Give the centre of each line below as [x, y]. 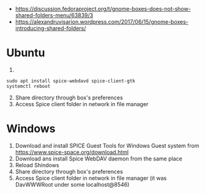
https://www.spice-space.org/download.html [72, 152]
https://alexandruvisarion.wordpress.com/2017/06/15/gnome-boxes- [102, 22]
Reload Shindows [37, 165]
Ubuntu [26, 53]
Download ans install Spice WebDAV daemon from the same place [99, 159]
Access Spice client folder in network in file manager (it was [91, 178]
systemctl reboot [28, 86]
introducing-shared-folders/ [50, 28]
